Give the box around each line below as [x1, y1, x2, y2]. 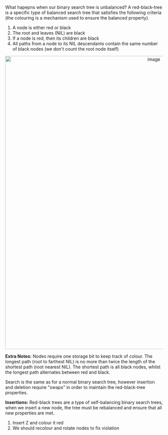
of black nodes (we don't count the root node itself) [12, 46, 119, 52]
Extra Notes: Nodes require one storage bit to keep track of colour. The [5, 353, 152, 359]
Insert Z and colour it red [12, 420, 64, 425]
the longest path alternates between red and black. [5, 369, 110, 375]
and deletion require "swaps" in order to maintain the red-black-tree [5, 384, 145, 390]
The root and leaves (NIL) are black [12, 30, 85, 36]
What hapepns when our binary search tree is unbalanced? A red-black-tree [5, 5, 162, 10]
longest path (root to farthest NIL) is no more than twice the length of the [5, 359, 155, 364]
